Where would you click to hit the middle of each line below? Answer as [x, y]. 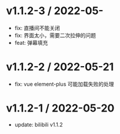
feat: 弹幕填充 [31, 43]
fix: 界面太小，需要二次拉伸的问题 [55, 35]
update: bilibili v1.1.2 [39, 125]
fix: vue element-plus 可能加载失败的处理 [64, 84]
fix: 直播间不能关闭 [37, 28]
